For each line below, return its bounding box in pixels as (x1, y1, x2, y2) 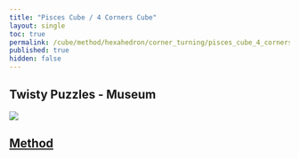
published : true (9, 46, 69, 55)
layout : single (9, 21, 66, 30)
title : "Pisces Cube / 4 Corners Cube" (9, 12, 158, 22)
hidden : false (9, 54, 62, 63)
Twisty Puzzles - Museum (9, 87, 157, 102)
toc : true (9, 29, 46, 38)
